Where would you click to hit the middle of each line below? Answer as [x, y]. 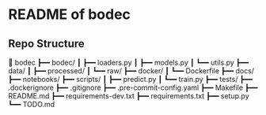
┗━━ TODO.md [32, 104]
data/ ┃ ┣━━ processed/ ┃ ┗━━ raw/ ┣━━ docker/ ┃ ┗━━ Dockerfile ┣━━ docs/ [131, 71]
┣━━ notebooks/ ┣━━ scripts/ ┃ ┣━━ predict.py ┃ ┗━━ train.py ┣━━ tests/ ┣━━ [131, 79]
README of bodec [69, 15]
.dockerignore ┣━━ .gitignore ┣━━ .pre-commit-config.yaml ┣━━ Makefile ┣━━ [133, 87]
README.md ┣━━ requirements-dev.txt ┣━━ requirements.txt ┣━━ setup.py [129, 96]
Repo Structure [46, 44]
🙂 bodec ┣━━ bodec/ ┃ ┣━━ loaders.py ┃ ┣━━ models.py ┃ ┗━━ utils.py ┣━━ [129, 62]
